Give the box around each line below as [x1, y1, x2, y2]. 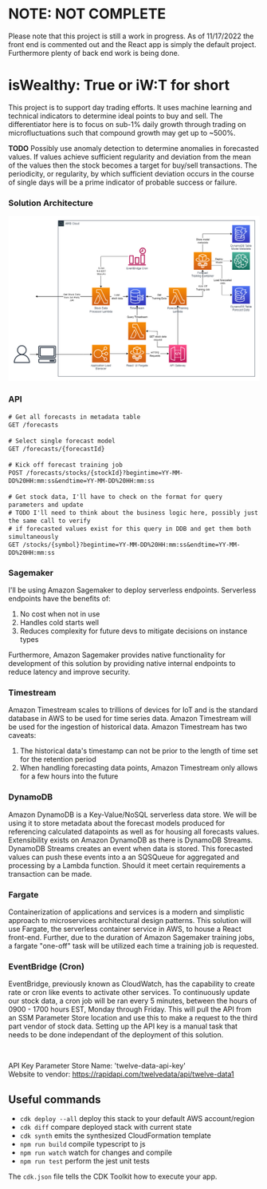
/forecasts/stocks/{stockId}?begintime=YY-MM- [26, 469, 183, 477]
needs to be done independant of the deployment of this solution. [8, 1030, 224, 1040]
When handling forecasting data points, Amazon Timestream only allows [19, 763, 258, 773]
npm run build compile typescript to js [19, 1139, 146, 1148]
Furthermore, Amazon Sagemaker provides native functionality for [8, 650, 226, 660]
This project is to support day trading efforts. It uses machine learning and [8, 102, 253, 112]
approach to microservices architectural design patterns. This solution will [8, 915, 252, 925]
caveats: [8, 731, 37, 740]
